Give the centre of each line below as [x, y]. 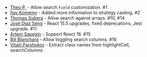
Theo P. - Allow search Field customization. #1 [58, 7]
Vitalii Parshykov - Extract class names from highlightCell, [70, 45]
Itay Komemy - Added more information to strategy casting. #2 [75, 13]
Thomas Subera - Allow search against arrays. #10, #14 [67, 18]
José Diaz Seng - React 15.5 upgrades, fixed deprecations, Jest [76, 23]
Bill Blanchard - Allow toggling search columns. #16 [63, 39]
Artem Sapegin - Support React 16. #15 [50, 34]
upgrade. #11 [23, 29]
